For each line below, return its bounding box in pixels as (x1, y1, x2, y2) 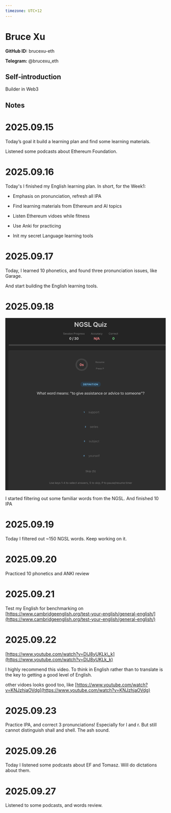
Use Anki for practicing (12, 222, 61, 229)
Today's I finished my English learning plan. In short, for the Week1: (5, 183, 146, 189)
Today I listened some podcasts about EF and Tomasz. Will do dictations (5, 762, 157, 768)
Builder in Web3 (5, 86, 39, 92)
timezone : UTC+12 (5, 8, 42, 13)
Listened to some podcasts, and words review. (5, 802, 103, 808)
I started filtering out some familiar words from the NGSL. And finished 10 (5, 495, 159, 501)
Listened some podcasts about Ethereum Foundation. (5, 148, 118, 154)
